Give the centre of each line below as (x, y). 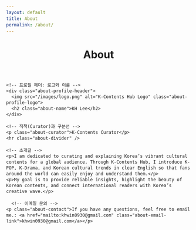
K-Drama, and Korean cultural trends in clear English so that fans (105, 168)
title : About (22, 18)
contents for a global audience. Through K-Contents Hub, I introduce (94, 162)
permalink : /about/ (30, 25)
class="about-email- (141, 215)
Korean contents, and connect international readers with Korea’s (89, 185)
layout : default (26, 12)
